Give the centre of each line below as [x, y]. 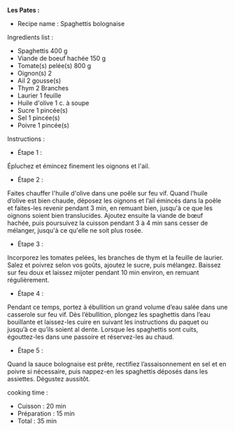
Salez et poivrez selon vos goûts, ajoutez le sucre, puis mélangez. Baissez [114, 265]
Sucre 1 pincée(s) [42, 110]
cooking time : [28, 392]
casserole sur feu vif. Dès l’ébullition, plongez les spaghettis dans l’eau [109, 314]
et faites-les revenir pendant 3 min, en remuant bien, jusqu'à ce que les [110, 208]
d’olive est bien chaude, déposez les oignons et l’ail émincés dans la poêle [114, 200]
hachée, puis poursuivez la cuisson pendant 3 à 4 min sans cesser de [108, 223]
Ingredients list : [30, 37]
